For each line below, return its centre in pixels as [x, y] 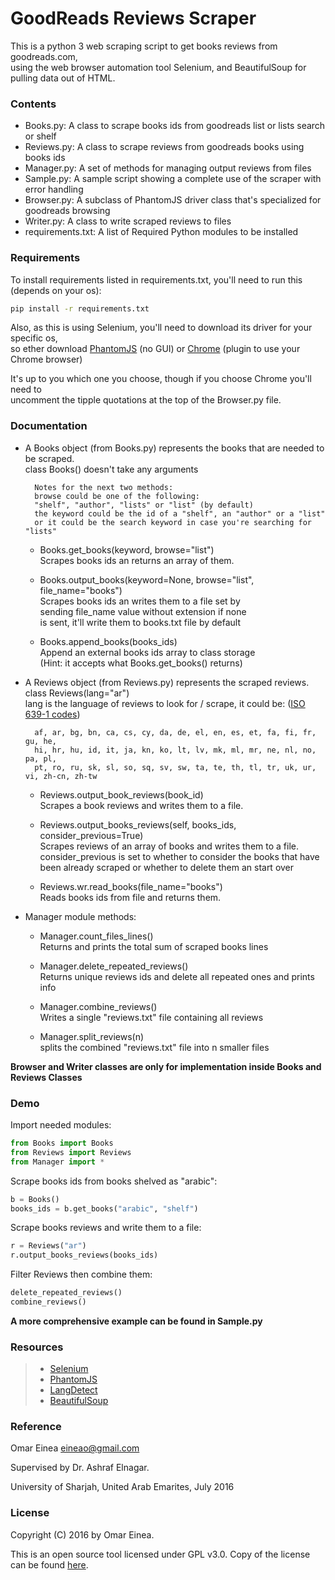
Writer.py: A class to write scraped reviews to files [128, 221]
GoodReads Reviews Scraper [133, 18]
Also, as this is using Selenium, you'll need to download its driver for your [161, 328]
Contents [33, 104]
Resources [37, 1347]
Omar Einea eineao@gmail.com [75, 1448]
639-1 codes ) [52, 714]
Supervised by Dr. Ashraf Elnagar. [80, 1468]
